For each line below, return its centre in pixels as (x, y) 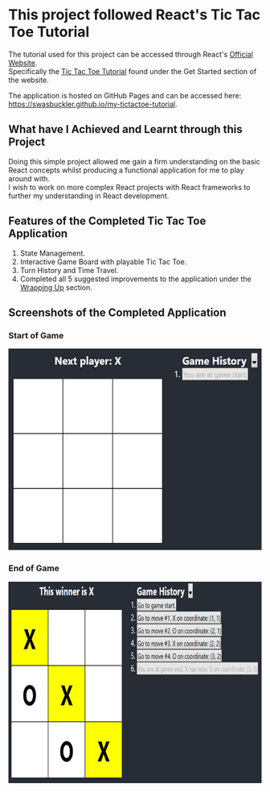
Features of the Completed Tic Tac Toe (107, 221)
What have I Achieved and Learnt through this (125, 129)
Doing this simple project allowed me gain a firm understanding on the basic (134, 161)
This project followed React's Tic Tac (135, 15)
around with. (29, 178)
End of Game (34, 568)
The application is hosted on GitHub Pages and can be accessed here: (125, 95)
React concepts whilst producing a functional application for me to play (126, 170)
